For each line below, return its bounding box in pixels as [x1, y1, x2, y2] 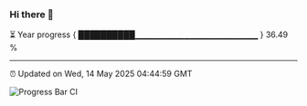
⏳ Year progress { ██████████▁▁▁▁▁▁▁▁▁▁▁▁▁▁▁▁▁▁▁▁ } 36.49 [9, 29, 289, 40]
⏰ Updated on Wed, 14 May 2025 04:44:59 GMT [9, 68, 193, 80]
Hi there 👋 [9, 8, 55, 21]
